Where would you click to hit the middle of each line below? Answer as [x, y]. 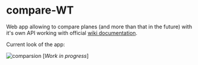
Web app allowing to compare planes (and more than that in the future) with [99, 27]
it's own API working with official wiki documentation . [72, 32]
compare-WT [40, 10]
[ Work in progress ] [66, 56]
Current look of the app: [36, 44]
